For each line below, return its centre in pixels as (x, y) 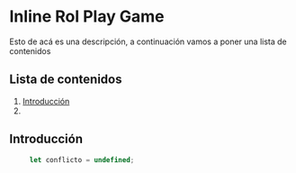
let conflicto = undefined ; (82, 159)
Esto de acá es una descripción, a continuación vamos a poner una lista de (148, 41)
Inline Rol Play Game (87, 17)
